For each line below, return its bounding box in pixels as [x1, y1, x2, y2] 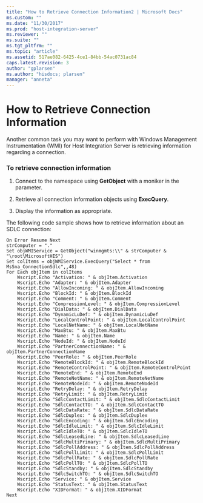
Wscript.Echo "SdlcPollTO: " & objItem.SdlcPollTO [17, 461, 148, 467]
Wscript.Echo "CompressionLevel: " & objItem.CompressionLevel [17, 301, 181, 307]
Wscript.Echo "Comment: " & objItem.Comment [17, 295, 131, 302]
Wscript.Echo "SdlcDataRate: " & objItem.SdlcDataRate [17, 407, 159, 413]
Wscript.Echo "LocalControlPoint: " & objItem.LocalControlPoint [17, 317, 186, 323]
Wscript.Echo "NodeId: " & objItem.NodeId [17, 338, 126, 345]
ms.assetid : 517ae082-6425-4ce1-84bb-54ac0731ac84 [6, 54, 137, 60]
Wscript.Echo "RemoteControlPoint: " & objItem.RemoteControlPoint [17, 365, 191, 371]
